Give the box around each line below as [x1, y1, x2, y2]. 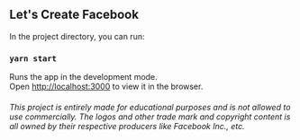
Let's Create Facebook [9, 7, 140, 22]
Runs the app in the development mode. [9, 72, 158, 83]
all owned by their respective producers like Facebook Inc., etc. [9, 120, 245, 131]
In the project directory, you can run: [9, 31, 145, 41]
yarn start [9, 53, 57, 64]
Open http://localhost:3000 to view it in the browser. [9, 81, 204, 92]
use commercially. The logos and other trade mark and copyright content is [9, 111, 291, 122]
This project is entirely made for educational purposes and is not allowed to [9, 101, 291, 112]
